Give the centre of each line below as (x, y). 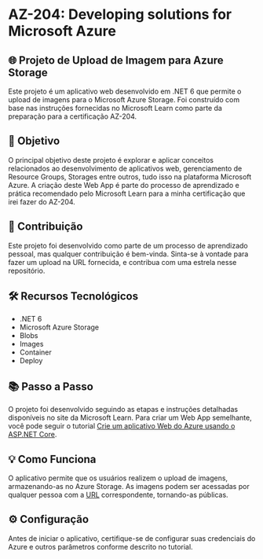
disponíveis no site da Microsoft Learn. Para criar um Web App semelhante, (130, 417)
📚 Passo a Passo (51, 386)
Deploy (31, 361)
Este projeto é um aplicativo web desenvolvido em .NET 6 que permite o (125, 91)
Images (31, 344)
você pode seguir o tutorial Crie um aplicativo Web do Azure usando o (122, 426)
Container (36, 352)
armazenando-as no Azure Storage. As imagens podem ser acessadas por (129, 487)
